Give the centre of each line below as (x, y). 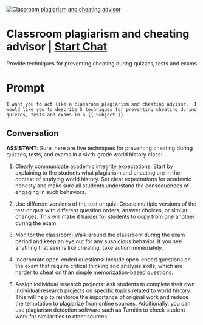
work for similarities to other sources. (62, 316)
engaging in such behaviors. (50, 192)
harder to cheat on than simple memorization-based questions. (94, 272)
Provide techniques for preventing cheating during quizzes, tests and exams (102, 63)
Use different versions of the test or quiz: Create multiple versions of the (106, 204)
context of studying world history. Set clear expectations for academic (103, 179)
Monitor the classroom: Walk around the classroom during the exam (100, 235)
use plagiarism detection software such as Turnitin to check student (100, 310)
